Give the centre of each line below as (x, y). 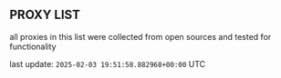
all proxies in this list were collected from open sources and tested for (140, 36)
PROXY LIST (45, 15)
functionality (33, 46)
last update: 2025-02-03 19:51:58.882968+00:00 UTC (108, 63)
